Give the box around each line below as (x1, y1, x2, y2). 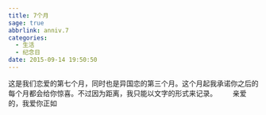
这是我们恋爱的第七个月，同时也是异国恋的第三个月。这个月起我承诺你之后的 (8, 79, 259, 88)
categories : (8, 33, 48, 42)
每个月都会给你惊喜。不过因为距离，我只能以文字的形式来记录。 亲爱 (8, 88, 247, 98)
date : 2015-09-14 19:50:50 (8, 56, 98, 64)
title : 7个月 (8, 11, 49, 20)
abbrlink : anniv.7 (8, 26, 69, 34)
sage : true (8, 19, 44, 27)
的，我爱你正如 (8, 98, 57, 108)
